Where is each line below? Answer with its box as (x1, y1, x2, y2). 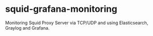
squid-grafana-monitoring (5, 3, 117, 15)
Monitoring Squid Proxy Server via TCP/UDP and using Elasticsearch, (5, 20, 148, 26)
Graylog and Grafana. (5, 25, 50, 31)
